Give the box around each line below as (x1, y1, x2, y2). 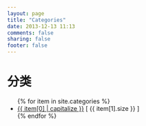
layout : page (7, 10, 45, 17)
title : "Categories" (7, 17, 67, 23)
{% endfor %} (17, 112, 57, 120)
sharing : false (7, 36, 51, 43)
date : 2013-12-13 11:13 (7, 23, 76, 30)
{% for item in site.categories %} (17, 97, 110, 105)
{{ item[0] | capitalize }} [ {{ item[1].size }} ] (17, 104, 140, 112)
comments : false (7, 29, 54, 36)
